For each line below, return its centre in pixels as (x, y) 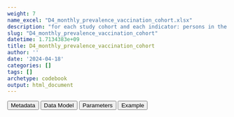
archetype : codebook (37, 78)
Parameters (98, 106)
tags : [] (20, 72)
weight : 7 (22, 14)
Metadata (23, 106)
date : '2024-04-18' (36, 59)
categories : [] (29, 65)
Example (133, 106)
